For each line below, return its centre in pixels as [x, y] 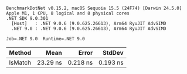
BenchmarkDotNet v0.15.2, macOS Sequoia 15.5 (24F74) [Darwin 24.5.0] [94, 8]
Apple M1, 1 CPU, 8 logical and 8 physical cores [68, 13]
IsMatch [20, 63]
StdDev [113, 53]
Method [20, 53]
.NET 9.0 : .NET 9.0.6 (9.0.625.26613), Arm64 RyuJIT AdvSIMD [89, 29]
